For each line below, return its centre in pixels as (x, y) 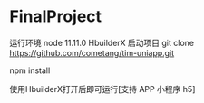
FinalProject (56, 17)
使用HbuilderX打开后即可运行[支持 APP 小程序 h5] (102, 89)
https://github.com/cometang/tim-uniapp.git (92, 52)
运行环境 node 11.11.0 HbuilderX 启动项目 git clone (102, 42)
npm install (30, 70)
